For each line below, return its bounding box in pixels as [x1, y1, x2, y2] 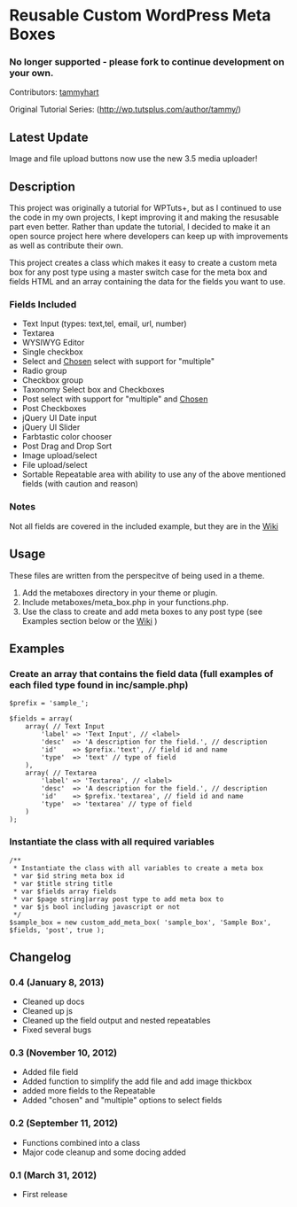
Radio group [21, 365, 67, 377]
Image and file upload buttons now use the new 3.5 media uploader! [9, 153, 258, 164]
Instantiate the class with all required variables [9, 836, 215, 848]
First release [21, 1189, 68, 1200]
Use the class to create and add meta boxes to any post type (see [21, 606, 263, 617]
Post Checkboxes [21, 403, 87, 414]
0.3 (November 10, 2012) [9, 1047, 118, 1059]
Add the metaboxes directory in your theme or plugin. [21, 587, 218, 598]
